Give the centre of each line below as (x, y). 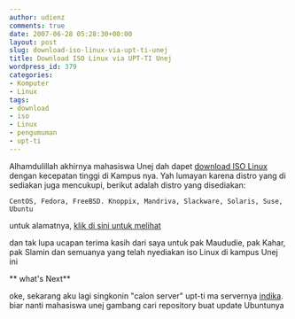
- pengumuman (33, 133)
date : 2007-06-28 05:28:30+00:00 (71, 34)
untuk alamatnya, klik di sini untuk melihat (85, 225)
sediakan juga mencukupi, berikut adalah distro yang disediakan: (128, 185)
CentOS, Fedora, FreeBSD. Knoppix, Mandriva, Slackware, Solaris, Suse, (146, 201)
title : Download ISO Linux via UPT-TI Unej (91, 58)
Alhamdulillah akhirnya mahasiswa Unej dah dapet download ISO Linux (139, 166)
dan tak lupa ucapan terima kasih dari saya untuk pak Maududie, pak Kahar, (147, 242)
